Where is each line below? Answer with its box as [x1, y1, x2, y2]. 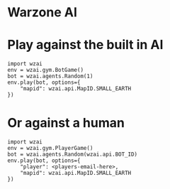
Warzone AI [7, 4, 78, 21]
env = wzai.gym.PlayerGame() [7, 145, 93, 152]
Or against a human [7, 115, 125, 131]
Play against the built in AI [7, 37, 164, 53]
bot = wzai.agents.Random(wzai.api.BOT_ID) [7, 151, 138, 158]
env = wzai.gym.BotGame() [7, 67, 84, 74]
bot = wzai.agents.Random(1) [7, 72, 93, 80]
